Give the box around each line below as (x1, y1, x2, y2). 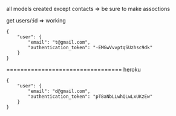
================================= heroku (6, 66, 141, 73)
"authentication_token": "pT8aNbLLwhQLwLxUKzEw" (28, 94, 153, 100)
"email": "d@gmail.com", (28, 88, 91, 94)
